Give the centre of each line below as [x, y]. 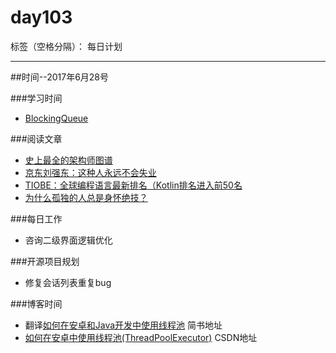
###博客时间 [36, 303]
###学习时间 [36, 98]
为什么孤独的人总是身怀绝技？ [86, 197]
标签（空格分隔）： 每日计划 [66, 46]
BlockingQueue [56, 118]
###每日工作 [36, 218]
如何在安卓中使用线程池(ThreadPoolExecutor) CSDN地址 [141, 337]
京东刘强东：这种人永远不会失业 [90, 172]
